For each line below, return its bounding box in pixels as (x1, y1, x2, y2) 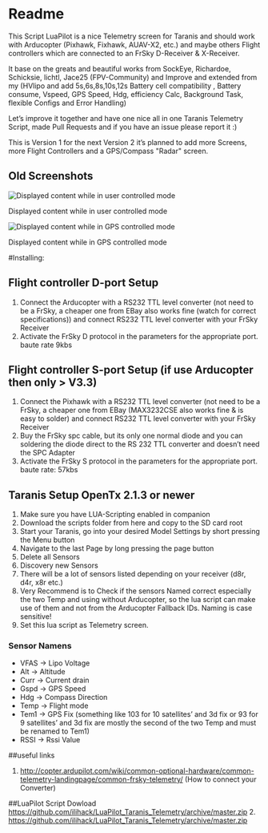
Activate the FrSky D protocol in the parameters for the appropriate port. (19, 331, 258, 341)
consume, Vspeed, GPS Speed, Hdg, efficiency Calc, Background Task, (8, 89, 244, 99)
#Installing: (8, 253, 45, 262)
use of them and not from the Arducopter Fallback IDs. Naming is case (19, 603, 253, 613)
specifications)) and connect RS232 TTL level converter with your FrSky (19, 314, 258, 324)
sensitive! (19, 612, 52, 621)
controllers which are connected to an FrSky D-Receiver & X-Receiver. (8, 48, 240, 58)
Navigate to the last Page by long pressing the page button (19, 544, 214, 553)
